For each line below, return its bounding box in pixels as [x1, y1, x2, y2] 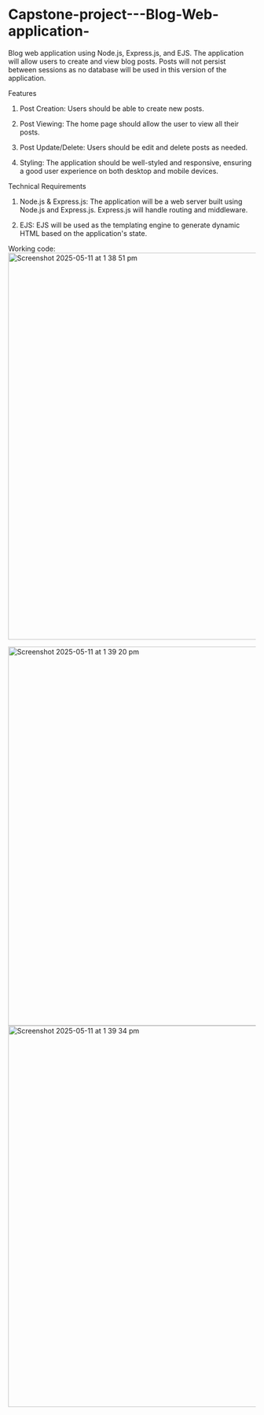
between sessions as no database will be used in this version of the [8, 64, 227, 74]
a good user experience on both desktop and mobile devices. [19, 166, 218, 175]
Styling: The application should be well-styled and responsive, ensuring [19, 157, 252, 167]
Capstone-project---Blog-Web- [8, 6, 219, 24]
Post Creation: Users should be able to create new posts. [19, 104, 204, 113]
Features [8, 88, 37, 98]
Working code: [8, 244, 56, 253]
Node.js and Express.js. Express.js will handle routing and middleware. [19, 205, 248, 214]
